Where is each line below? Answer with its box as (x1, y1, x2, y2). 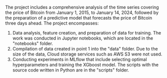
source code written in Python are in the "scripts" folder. (12, 67, 129, 73)
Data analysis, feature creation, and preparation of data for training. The (12, 30, 161, 35)
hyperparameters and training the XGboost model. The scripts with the (12, 62, 159, 67)
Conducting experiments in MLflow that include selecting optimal (12, 56, 147, 62)
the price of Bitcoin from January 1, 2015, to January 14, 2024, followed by (5, 9, 159, 15)
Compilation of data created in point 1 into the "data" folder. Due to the (12, 46, 158, 51)
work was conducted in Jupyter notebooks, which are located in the (12, 35, 153, 41)
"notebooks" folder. (12, 40, 54, 46)
